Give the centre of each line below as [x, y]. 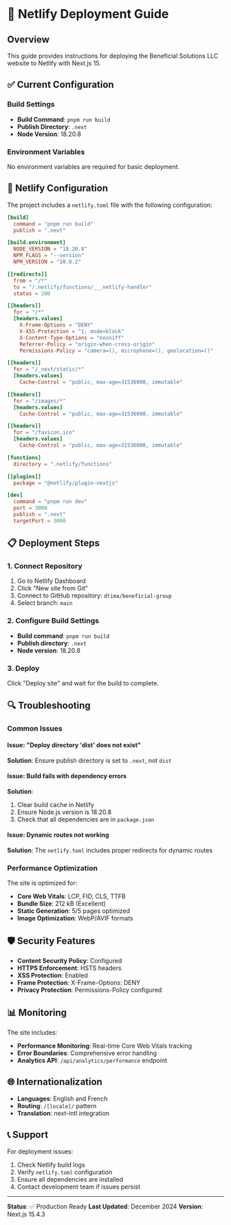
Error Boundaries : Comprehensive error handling [87, 1053]
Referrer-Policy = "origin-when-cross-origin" [87, 344]
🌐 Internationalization [55, 1082]
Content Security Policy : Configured [69, 961]
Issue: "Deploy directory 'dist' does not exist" [74, 744]
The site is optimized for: [42, 883]
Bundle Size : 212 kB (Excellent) [62, 904]
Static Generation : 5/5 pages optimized [74, 911]
